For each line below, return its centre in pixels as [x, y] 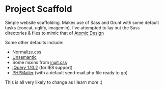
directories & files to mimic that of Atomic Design [55, 33]
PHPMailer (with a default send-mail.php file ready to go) [70, 72]
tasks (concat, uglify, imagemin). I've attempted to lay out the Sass [72, 27]
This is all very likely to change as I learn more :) [54, 82]
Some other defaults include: [34, 42]
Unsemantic [24, 57]
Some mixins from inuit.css [40, 62]
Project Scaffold [39, 9]
